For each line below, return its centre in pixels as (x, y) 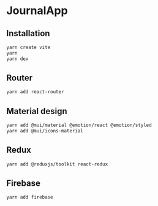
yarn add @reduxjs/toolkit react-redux (57, 164)
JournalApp (37, 11)
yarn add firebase (30, 197)
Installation (28, 33)
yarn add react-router (35, 92)
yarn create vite (28, 47)
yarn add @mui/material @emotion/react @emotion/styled (79, 125)
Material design (37, 111)
